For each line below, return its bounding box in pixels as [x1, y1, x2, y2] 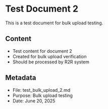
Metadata [5, 74, 36, 82]
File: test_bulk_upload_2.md [12, 87, 71, 93]
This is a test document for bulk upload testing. [5, 20, 103, 26]
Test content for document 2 [12, 48, 72, 54]
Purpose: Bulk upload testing [12, 92, 73, 98]
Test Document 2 [5, 3, 79, 15]
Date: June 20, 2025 [12, 97, 56, 104]
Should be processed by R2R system [12, 59, 90, 65]
